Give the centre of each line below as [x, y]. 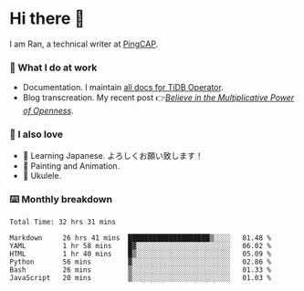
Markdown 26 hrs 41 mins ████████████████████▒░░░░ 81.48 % [141, 238]
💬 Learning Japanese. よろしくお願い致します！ [113, 155]
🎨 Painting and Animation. [71, 166]
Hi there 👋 [47, 19]
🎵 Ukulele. [42, 175]
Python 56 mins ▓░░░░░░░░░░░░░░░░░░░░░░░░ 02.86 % [141, 262]
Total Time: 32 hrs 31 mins [63, 222]
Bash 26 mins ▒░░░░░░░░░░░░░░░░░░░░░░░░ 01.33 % [141, 270]
